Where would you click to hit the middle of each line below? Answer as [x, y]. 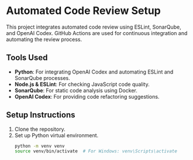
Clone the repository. [40, 129]
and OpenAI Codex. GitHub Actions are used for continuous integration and [97, 33]
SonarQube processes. [42, 78]
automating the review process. [44, 39]
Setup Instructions [41, 115]
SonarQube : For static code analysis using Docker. [76, 90]
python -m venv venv [39, 146]
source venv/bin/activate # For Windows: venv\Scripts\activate [96, 151]
